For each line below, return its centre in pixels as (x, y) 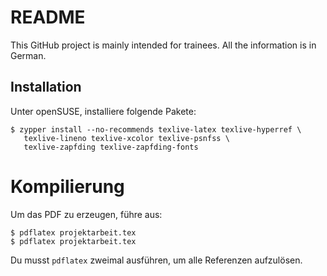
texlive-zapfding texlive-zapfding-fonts (111, 147)
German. (28, 55)
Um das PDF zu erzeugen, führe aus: (86, 214)
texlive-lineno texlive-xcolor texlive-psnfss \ (126, 138)
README (48, 17)
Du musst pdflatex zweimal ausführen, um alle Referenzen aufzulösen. (156, 260)
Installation (46, 87)
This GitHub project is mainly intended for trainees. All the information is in (163, 45)
